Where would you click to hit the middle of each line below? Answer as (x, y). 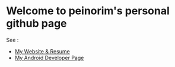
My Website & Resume (42, 51)
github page (36, 23)
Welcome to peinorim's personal (88, 11)
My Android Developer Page (49, 58)
